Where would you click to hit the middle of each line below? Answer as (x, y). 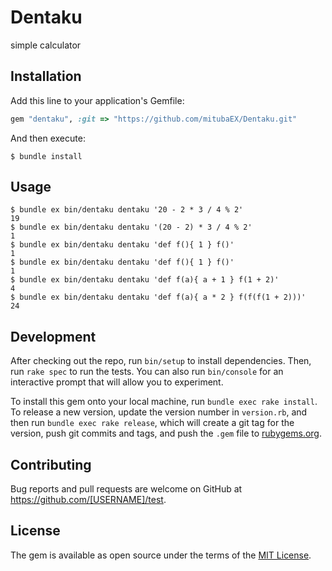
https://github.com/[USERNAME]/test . (88, 500)
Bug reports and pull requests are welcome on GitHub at (126, 489)
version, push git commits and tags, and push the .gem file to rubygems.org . (166, 433)
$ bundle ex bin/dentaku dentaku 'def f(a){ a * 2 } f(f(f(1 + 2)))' (158, 297)
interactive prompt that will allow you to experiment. (117, 382)
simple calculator (46, 45)
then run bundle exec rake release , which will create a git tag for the (152, 423)
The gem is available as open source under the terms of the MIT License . (161, 555)
